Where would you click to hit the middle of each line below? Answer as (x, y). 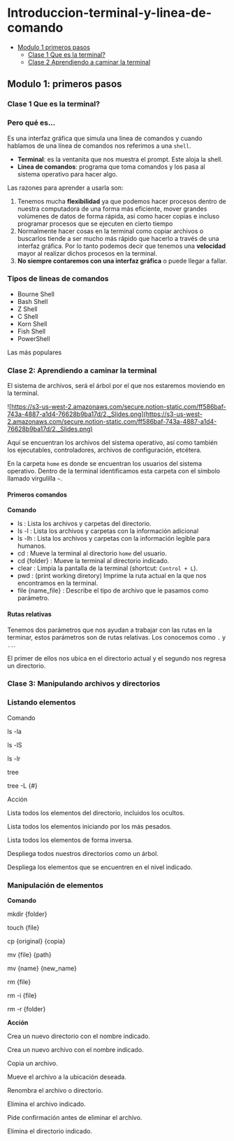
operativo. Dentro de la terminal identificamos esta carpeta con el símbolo (114, 471)
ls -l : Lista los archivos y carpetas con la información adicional (108, 531)
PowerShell (34, 338)
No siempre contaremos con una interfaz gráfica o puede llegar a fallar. (122, 261)
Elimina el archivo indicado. (46, 1104)
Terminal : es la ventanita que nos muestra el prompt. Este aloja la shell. (120, 159)
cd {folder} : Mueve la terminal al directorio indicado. (93, 561)
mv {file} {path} (30, 955)
